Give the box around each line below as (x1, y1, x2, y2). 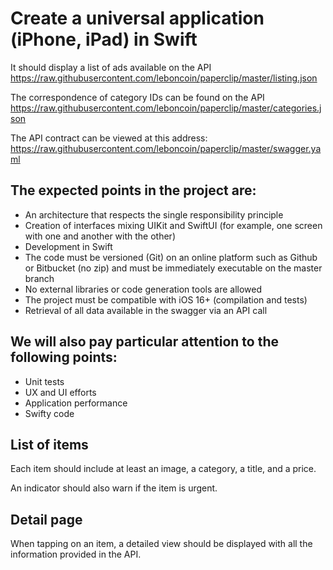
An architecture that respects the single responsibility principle (24, 208, 284, 221)
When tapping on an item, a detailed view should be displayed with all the (10, 538, 313, 550)
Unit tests (24, 375, 65, 387)
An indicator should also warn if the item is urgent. (10, 482, 218, 494)
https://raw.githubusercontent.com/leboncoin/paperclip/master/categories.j (10, 102, 322, 114)
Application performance (24, 397, 128, 409)
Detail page (10, 511, 83, 528)
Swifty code (24, 407, 75, 419)
